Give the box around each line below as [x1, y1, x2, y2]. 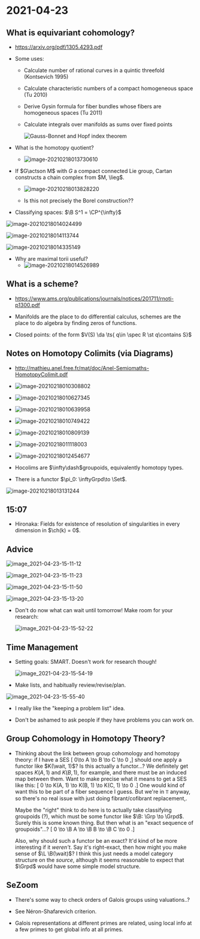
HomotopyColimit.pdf [14, 371, 68, 378]
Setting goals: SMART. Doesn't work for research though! [14, 658, 157, 666]
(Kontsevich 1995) [23, 73, 69, 80]
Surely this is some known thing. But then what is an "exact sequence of [14, 819, 193, 826]
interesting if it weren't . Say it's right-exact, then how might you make [14, 843, 187, 851]
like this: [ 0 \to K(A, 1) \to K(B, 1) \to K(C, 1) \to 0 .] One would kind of [14, 782, 185, 789]
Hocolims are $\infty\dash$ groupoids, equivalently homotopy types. [14, 464, 184, 471]
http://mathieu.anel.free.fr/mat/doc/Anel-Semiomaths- [14, 364, 150, 371]
